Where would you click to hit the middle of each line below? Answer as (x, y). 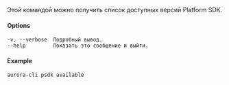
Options (19, 25)
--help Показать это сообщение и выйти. (78, 46)
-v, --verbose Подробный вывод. (55, 40)
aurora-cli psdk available (46, 75)
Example (20, 61)
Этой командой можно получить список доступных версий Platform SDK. (115, 10)
